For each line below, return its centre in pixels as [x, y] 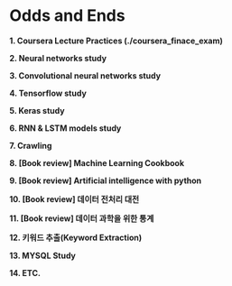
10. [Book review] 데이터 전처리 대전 [74, 198]
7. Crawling [31, 145]
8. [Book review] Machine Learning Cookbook [97, 162]
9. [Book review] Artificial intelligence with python [106, 180]
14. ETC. [25, 272]
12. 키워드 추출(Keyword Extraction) [76, 237]
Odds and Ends [67, 16]
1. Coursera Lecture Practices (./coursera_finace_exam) [116, 41]
